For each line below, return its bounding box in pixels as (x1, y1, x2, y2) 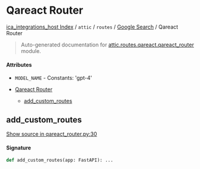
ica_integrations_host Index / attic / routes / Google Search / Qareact (6, 23, 179, 30)
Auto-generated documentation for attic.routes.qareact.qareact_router (20, 41, 194, 48)
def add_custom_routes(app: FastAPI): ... (6, 157, 113, 164)
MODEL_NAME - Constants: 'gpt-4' (14, 74, 93, 82)
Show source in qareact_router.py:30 (6, 130, 97, 137)
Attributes (6, 61, 32, 68)
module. (20, 47, 41, 54)
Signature (6, 144, 32, 151)
